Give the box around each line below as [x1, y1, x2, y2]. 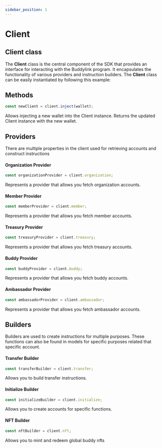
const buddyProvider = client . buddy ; [5, 266, 83, 271]
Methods [5, 91, 33, 99]
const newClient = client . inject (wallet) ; [5, 104, 94, 109]
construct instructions [5, 151, 50, 157]
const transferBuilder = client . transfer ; [5, 366, 94, 371]
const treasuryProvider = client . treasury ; [5, 235, 96, 240]
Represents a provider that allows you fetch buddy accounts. [5, 275, 129, 281]
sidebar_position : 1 [5, 7, 48, 12]
